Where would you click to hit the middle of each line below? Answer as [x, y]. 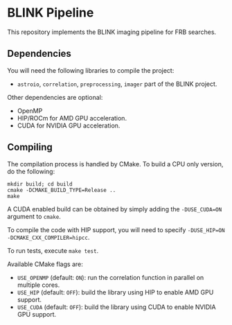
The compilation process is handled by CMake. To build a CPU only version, [115, 164]
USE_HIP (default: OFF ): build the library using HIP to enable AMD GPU [115, 292]
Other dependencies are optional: [55, 97]
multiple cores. [38, 285]
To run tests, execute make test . [53, 250]
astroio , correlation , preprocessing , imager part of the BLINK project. [117, 84]
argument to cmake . [34, 216]
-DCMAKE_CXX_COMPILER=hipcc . [48, 237]
